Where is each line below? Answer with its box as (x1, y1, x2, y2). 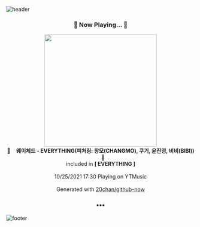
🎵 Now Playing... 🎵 (73, 20, 128, 29)
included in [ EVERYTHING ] (65, 161, 136, 168)
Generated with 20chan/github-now (56, 186, 145, 193)
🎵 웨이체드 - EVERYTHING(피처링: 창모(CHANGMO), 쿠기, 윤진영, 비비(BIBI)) (7, 147, 195, 155)
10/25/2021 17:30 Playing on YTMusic (54, 173, 147, 180)
